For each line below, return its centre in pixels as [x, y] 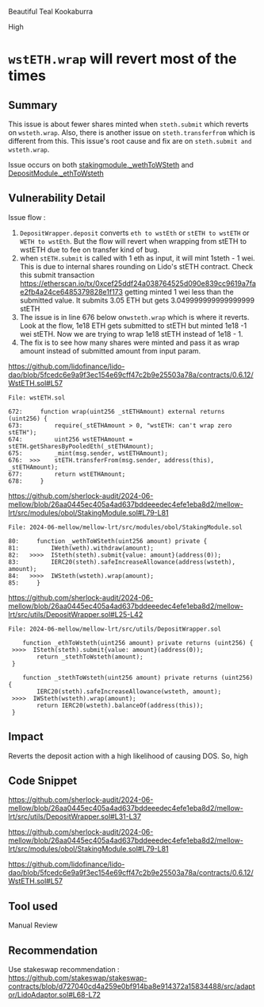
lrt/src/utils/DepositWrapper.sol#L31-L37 [75, 816]
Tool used [33, 906]
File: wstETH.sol [37, 397]
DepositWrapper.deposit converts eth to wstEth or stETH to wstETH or [134, 233]
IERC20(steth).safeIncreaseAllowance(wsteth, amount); [129, 691]
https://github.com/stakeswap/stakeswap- [78, 978]
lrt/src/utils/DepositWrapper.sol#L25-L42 [76, 614]
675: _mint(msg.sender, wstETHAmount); [88, 453]
